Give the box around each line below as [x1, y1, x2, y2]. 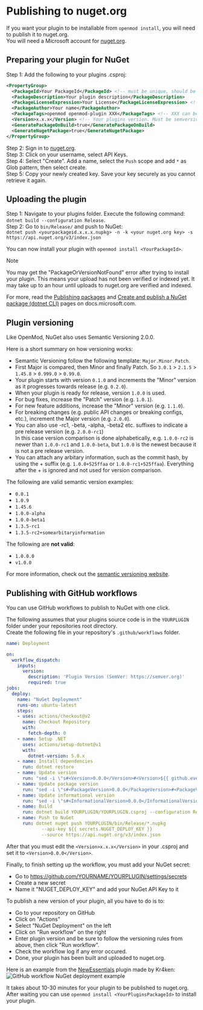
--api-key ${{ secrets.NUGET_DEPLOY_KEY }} [41, 826, 153, 832]
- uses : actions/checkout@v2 [17, 714, 91, 720]
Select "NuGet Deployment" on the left [14, 921, 112, 929]
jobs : [6, 685, 20, 692]
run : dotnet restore [22, 764, 74, 771]
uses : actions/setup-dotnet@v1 [22, 741, 101, 747]
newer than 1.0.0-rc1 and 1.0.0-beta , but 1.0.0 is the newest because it [14, 441, 196, 448]
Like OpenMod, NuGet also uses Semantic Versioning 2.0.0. [6, 333, 155, 341]
